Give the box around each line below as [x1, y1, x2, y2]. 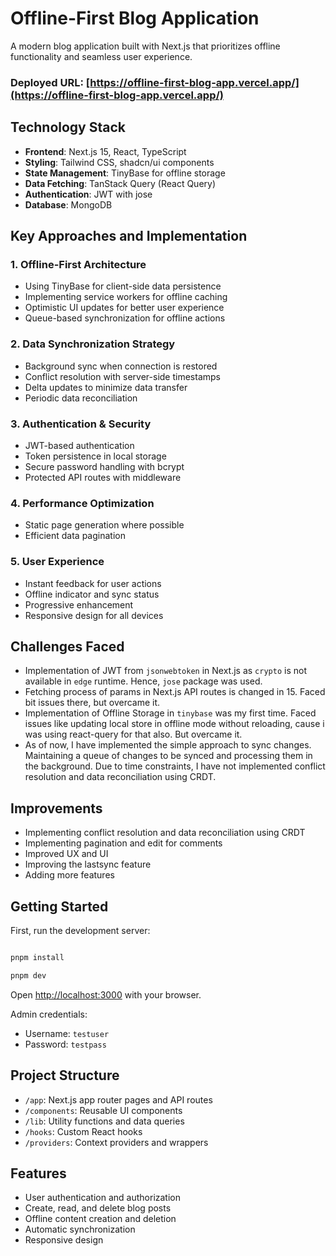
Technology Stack [10, 119, 126, 136]
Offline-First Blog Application [10, 7, 260, 30]
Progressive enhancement [24, 598, 134, 611]
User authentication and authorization [24, 1192, 182, 1204]
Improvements [10, 800, 103, 817]
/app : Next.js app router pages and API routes [24, 1093, 213, 1106]
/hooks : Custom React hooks [24, 1125, 143, 1137]
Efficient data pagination [24, 530, 126, 542]
